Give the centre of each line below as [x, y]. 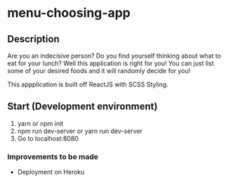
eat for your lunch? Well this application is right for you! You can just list [110, 63]
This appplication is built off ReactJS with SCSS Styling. [88, 84]
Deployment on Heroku [51, 172]
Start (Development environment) [82, 107]
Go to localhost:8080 [48, 138]
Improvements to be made [53, 156]
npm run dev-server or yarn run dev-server [80, 131]
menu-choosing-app [69, 13]
